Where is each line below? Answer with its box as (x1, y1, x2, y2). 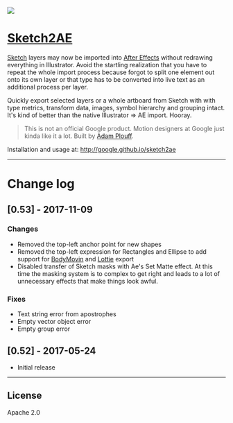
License (7, 390, 42, 402)
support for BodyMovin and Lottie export (17, 254, 134, 263)
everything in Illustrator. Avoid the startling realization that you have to (7, 60, 207, 69)
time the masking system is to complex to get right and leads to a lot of (17, 269, 221, 277)
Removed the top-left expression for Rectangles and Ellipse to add (17, 247, 207, 256)
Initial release (17, 363, 55, 371)
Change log (7, 176, 75, 192)
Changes (7, 224, 39, 234)
